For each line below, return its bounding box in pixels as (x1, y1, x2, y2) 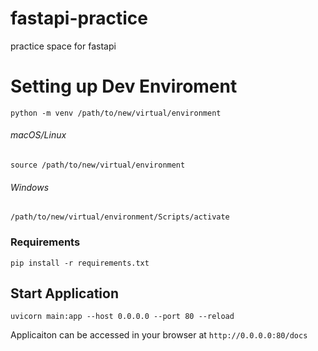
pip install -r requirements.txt (10, 258, 150, 268)
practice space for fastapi (10, 40, 117, 52)
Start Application (10, 285, 119, 302)
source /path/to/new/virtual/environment (10, 160, 186, 171)
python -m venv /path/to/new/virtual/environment (10, 108, 222, 118)
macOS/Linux (10, 129, 67, 141)
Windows (10, 181, 50, 193)
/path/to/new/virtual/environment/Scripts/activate (10, 212, 230, 222)
